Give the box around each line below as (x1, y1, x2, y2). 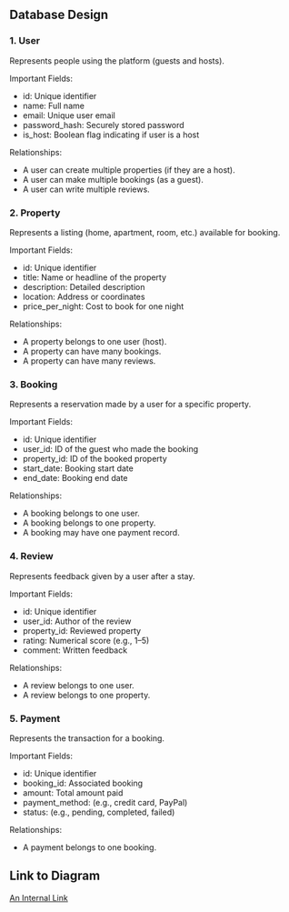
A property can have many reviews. (22, 355, 156, 366)
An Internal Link (9, 892, 68, 903)
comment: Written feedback (22, 645, 128, 656)
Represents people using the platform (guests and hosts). (9, 55, 225, 66)
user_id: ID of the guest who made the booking (22, 444, 199, 455)
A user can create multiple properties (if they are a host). (22, 164, 235, 175)
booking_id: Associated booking (22, 777, 144, 788)
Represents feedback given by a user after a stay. (9, 570, 195, 581)
